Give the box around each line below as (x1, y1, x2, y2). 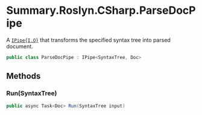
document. (6, 43, 33, 50)
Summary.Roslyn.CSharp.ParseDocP (6, 4, 196, 17)
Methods (6, 71, 41, 81)
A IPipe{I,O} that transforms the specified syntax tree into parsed (6, 36, 171, 43)
